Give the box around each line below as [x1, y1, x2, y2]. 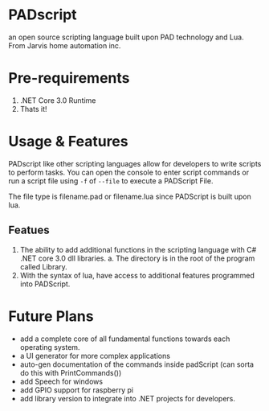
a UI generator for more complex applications [19, 351, 171, 360]
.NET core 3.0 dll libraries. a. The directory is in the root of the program [19, 253, 255, 263]
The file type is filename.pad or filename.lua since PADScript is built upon [8, 191, 251, 201]
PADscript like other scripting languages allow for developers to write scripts [8, 158, 262, 168]
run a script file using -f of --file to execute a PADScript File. [8, 175, 214, 186]
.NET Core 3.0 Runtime [19, 95, 96, 105]
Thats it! [19, 104, 47, 113]
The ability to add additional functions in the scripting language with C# [19, 245, 257, 254]
